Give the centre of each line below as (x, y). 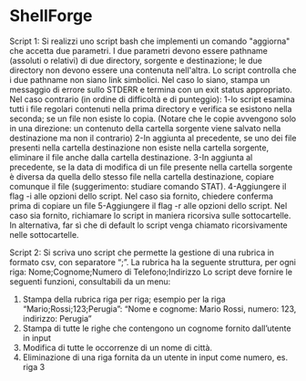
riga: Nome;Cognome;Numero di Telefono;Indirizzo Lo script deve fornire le (151, 272)
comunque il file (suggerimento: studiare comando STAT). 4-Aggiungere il (148, 186)
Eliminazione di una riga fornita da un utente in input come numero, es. (155, 357)
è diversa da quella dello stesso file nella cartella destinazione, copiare (142, 176)
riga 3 (34, 366)
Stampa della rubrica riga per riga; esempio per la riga (124, 299)
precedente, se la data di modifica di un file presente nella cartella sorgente (151, 167)
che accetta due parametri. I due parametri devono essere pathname (139, 50)
